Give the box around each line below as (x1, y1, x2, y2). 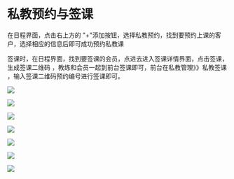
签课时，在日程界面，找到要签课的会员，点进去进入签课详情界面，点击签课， (7, 54, 228, 63)
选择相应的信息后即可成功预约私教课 (19, 39, 124, 48)
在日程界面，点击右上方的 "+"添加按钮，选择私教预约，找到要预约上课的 (7, 31, 216, 39)
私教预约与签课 (7, 6, 94, 22)
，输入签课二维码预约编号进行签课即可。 (7, 71, 124, 80)
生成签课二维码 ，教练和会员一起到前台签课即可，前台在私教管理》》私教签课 (7, 63, 227, 71)
